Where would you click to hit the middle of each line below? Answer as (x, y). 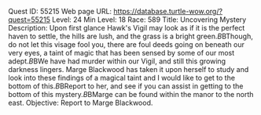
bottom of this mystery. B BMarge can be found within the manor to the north (131, 94)
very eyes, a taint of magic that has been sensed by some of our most (121, 53)
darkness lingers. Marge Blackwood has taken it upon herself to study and (129, 69)
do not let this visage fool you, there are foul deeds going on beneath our (127, 45)
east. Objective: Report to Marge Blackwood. (81, 102)
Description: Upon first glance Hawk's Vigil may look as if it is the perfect (127, 28)
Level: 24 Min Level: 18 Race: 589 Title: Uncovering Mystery (149, 20)
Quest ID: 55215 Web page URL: (60, 11)
